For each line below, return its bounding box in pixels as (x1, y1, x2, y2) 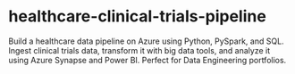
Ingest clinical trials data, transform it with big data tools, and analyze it (8, 45, 271, 55)
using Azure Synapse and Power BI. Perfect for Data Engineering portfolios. (8, 54, 287, 65)
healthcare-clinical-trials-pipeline (8, 6, 267, 27)
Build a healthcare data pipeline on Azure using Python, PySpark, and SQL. (8, 36, 284, 46)
